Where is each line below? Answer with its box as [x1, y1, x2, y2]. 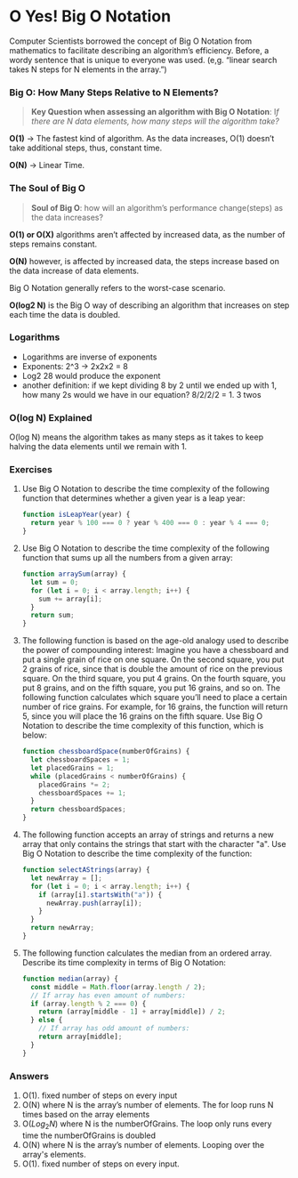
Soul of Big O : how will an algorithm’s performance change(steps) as [30, 202, 283, 213]
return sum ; [30, 611, 75, 620]
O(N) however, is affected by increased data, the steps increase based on [9, 255, 280, 266]
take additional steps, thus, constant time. [9, 142, 163, 153]
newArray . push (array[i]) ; [45, 899, 142, 908]
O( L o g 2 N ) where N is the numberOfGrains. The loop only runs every [21, 1118, 272, 1131]
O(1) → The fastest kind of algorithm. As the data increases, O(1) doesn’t [9, 133, 275, 144]
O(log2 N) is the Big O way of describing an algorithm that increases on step [9, 300, 290, 311]
